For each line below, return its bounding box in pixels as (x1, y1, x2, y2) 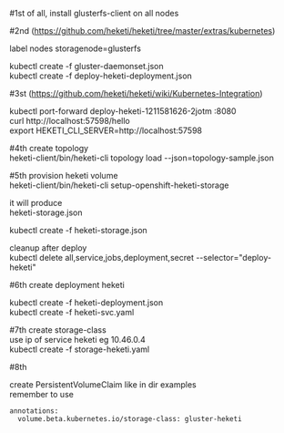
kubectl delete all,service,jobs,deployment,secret (9, 253, 194, 263)
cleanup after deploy (9, 242, 87, 253)
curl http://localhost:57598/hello (9, 116, 130, 126)
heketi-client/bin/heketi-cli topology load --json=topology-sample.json (9, 152, 275, 163)
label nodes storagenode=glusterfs (9, 43, 141, 54)
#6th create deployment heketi (9, 280, 125, 290)
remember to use (9, 389, 75, 399)
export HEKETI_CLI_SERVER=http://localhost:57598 (9, 125, 203, 136)
